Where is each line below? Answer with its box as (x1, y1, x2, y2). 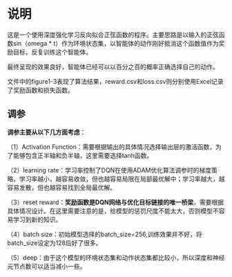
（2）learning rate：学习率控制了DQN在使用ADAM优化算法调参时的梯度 (7, 166, 212, 174)
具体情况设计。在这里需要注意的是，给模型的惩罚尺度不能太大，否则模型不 (7, 206, 219, 215)
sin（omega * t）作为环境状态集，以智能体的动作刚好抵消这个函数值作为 (12, 39, 219, 47)
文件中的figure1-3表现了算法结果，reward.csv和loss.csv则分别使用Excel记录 (7, 77, 224, 85)
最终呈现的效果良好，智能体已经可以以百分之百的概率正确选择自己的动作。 (7, 62, 219, 71)
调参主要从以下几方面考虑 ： (7, 127, 86, 136)
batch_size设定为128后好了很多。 (7, 238, 102, 247)
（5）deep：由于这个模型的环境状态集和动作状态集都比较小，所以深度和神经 (7, 253, 225, 262)
